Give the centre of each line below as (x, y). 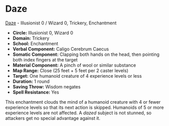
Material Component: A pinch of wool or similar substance (74, 65)
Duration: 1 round (31, 81)
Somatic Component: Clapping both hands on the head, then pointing (86, 54)
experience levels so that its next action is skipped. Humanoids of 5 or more (84, 107)
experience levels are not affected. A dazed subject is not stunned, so (78, 113)
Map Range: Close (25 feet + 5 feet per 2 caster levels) (70, 70)
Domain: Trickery (31, 38)
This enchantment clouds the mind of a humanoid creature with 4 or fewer (83, 102)
